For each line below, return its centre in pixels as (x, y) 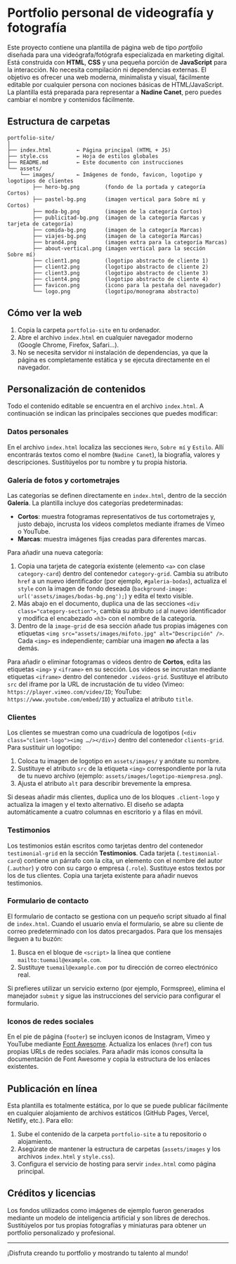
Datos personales (38, 432)
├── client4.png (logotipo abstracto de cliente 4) (121, 279)
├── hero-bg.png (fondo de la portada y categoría (119, 187)
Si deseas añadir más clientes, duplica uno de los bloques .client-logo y (113, 797)
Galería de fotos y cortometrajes (64, 480)
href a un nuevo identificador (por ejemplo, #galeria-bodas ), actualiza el (122, 581)
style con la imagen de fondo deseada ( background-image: (103, 588)
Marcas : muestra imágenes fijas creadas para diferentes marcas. (112, 539)
